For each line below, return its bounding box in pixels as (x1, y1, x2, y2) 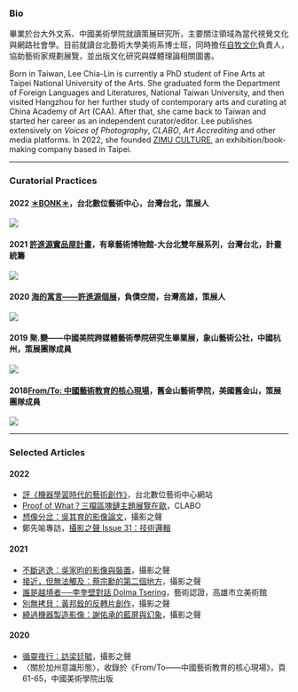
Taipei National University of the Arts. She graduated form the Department (9, 78, 281, 89)
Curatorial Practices (9, 174, 98, 187)
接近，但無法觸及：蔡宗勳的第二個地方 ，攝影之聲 (21, 575, 201, 586)
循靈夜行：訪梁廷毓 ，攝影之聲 (21, 650, 131, 661)
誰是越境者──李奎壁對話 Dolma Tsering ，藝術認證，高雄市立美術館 (21, 586, 268, 598)
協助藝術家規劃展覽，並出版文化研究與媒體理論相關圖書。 (9, 51, 219, 61)
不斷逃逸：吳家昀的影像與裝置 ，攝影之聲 (21, 564, 170, 575)
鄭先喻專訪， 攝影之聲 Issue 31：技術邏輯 (21, 523, 171, 534)
